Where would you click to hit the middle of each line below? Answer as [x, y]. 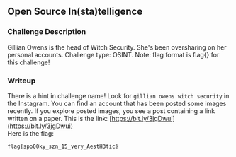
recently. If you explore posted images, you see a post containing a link [111, 111]
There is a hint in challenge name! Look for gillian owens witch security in [118, 95]
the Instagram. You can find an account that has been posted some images [117, 103]
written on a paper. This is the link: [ [60, 118]
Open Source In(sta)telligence [75, 12]
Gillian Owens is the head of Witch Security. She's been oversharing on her [117, 47]
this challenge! [29, 62]
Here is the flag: [31, 133]
